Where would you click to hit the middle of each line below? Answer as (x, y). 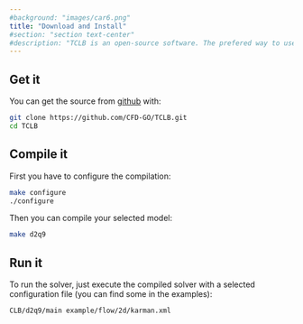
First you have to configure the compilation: (90, 176)
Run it (26, 263)
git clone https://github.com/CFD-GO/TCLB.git (98, 118)
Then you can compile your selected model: (91, 218)
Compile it (39, 154)
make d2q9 (28, 235)
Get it (25, 79)
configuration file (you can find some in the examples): (111, 294)
